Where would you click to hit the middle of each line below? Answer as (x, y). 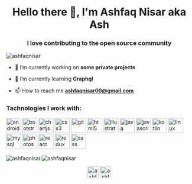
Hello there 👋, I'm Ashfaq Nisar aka (99, 12)
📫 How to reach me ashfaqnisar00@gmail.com (74, 91)
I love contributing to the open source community (99, 43)
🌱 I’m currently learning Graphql (54, 79)
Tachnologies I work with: (44, 108)
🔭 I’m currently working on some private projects (75, 67)
